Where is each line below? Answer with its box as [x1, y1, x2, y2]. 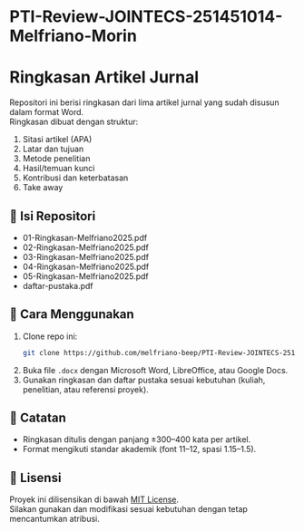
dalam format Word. [9, 107, 84, 118]
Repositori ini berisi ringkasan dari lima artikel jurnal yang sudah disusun [9, 97, 279, 108]
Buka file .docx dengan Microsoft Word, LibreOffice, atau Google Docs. [22, 364, 289, 375]
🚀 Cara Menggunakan [9, 306, 134, 323]
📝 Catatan [9, 410, 66, 426]
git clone [22, 348, 61, 357]
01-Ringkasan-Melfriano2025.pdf [22, 232, 148, 243]
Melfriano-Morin [9, 25, 138, 46]
